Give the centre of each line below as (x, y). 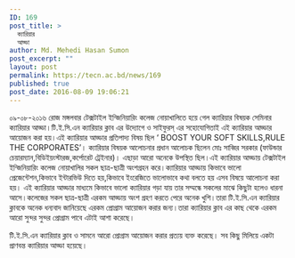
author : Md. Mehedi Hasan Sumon (69, 51)
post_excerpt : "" (41, 59)
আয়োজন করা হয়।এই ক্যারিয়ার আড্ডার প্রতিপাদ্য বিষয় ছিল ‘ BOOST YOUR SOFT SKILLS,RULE (147, 137)
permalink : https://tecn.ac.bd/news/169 (86, 76)
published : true (39, 84)
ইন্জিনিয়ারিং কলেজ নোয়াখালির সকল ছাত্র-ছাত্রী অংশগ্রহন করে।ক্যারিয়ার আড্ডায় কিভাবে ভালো (126, 167)
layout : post (33, 68)
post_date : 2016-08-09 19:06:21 (69, 92)
